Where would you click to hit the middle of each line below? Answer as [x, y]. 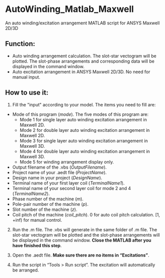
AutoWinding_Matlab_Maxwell [70, 9]
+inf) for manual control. [37, 220]
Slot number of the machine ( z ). [45, 209]
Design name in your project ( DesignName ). [57, 178]
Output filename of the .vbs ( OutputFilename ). [59, 167]
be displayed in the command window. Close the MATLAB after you [82, 240]
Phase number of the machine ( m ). [48, 199]
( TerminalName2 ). [31, 193]
